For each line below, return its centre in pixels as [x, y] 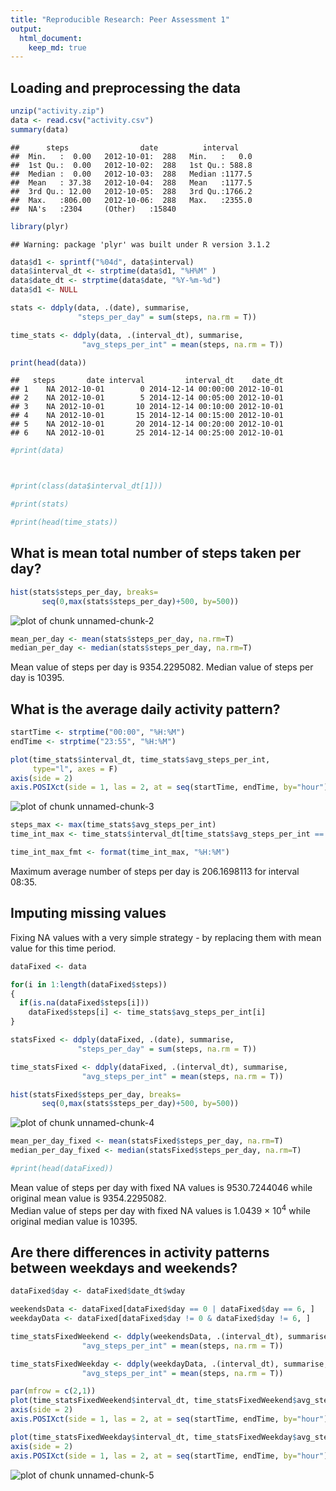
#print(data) [37, 451]
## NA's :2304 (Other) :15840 [93, 209]
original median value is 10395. [74, 1221]
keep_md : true [57, 47]
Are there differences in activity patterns [140, 1252]
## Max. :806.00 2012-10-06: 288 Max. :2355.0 [131, 200]
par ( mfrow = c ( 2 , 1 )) [53, 1391]
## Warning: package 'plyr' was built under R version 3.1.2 [140, 244]
